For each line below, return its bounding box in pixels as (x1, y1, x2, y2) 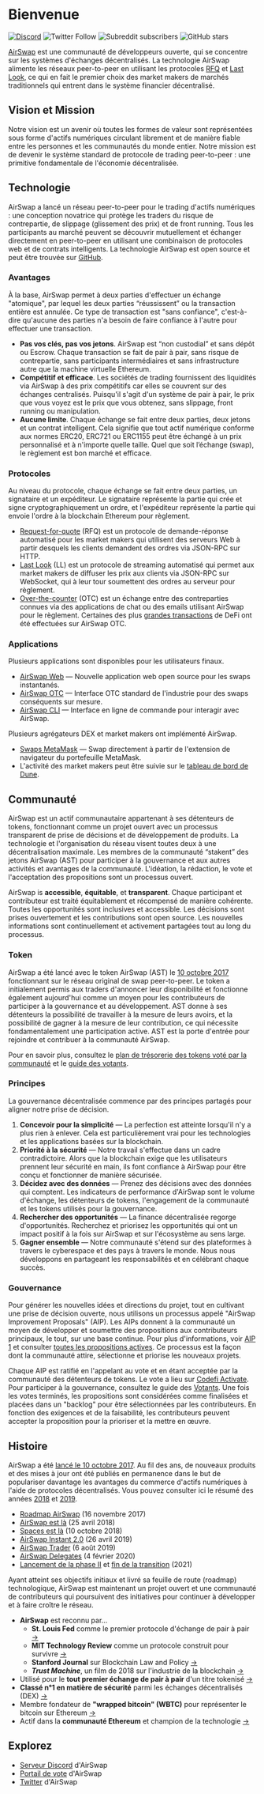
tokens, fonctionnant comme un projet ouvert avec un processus (8, 822, 218, 832)
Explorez (8, 1739, 53, 1753)
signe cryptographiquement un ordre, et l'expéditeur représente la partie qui (8, 503, 256, 512)
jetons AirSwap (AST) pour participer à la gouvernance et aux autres (8, 855, 231, 865)
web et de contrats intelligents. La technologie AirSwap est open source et (8, 244, 251, 254)
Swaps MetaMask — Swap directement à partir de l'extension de (19, 745, 231, 754)
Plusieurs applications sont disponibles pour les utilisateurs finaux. (8, 656, 225, 666)
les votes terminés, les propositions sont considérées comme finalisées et (8, 1392, 248, 1401)
